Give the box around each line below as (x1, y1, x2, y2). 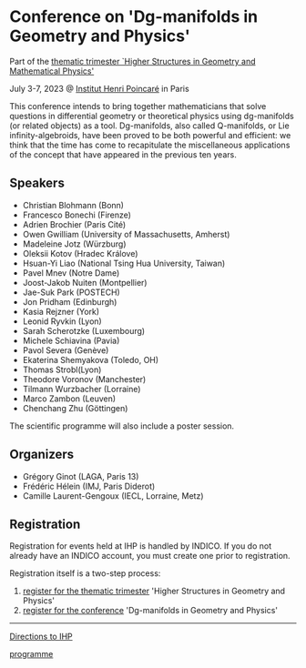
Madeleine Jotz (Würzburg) (22, 238, 127, 249)
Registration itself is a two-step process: (9, 568, 161, 579)
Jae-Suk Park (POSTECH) (22, 287, 120, 298)
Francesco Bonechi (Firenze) (22, 209, 132, 220)
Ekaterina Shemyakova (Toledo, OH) (22, 354, 159, 365)
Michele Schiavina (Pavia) (22, 335, 120, 346)
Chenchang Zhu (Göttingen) (22, 402, 128, 413)
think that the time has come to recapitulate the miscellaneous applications (9, 139, 291, 150)
